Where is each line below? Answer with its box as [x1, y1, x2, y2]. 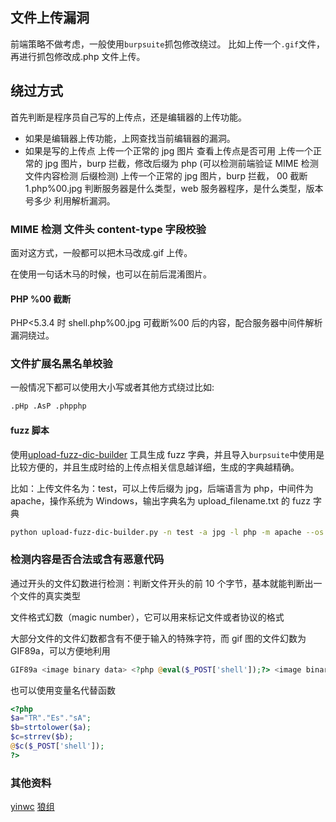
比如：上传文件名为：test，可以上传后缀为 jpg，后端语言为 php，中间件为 [10, 482, 314, 494]
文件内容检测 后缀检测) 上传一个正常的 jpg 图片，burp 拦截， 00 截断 [24, 169, 308, 182]
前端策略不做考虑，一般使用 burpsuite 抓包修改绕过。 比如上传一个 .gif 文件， [10, 38, 326, 50]
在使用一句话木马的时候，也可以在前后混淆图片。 [10, 268, 212, 280]
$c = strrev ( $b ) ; [10, 732, 74, 742]
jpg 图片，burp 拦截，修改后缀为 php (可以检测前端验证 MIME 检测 [44, 157, 319, 169]
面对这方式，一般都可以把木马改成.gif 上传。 [10, 246, 193, 258]
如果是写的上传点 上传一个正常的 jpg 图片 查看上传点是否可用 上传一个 [24, 144, 314, 157]
